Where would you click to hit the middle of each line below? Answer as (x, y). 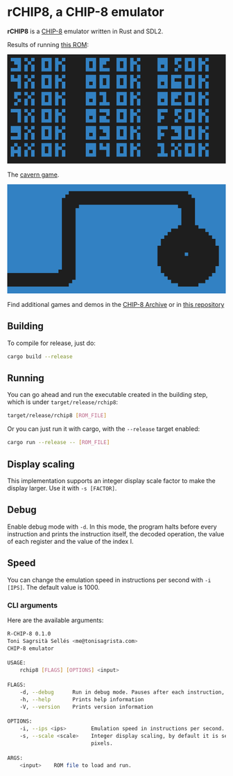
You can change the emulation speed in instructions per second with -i (109, 580)
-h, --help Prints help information (82, 699)
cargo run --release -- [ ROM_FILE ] (59, 443)
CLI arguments (32, 605)
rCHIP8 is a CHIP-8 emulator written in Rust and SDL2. (85, 31)
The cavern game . (33, 175)
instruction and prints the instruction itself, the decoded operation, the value (116, 533)
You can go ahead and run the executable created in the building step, (107, 395)
